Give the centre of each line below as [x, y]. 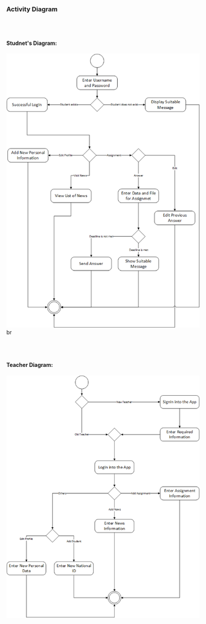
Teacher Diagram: [30, 364]
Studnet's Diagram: [32, 43]
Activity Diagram [32, 9]
